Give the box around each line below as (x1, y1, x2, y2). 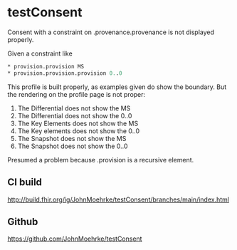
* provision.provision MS (7, 63, 84, 70)
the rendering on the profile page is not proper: (7, 90, 146, 98)
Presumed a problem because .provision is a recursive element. (7, 155, 194, 164)
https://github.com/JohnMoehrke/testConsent (7, 234, 142, 243)
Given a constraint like (7, 49, 73, 58)
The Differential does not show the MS (17, 104, 131, 113)
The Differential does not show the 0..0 (17, 111, 132, 120)
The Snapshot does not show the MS (17, 134, 127, 142)
